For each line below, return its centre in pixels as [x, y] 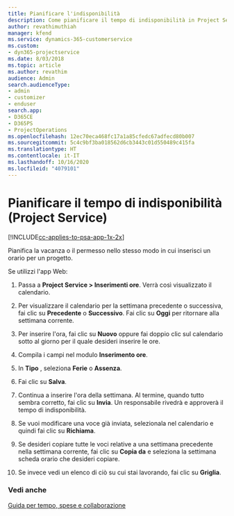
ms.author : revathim [38, 72]
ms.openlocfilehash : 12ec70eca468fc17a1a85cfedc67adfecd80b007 [101, 136]
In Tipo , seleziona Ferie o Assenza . [70, 368]
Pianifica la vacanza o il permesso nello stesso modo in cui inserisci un [109, 250]
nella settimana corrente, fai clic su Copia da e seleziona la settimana [117, 451]
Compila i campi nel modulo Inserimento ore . [83, 354]
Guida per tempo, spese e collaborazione [67, 505]
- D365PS [20, 123]
